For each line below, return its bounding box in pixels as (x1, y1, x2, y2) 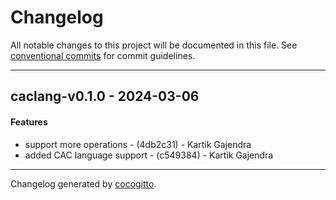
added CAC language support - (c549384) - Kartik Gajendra (24, 149, 274, 161)
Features (10, 116, 48, 128)
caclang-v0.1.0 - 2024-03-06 (10, 88, 200, 105)
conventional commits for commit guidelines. (10, 49, 196, 61)
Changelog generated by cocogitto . (10, 177, 157, 190)
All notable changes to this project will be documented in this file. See (10, 39, 298, 51)
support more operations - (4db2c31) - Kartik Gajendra (24, 138, 252, 150)
